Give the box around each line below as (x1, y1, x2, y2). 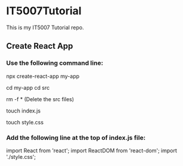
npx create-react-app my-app (6, 73, 80, 80)
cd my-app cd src (6, 84, 50, 91)
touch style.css (6, 118, 44, 126)
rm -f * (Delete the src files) (6, 95, 75, 102)
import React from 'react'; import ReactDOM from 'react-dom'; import (6, 147, 178, 154)
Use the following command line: (6, 59, 103, 67)
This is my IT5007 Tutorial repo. (6, 24, 85, 31)
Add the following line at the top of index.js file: (6, 133, 146, 142)
